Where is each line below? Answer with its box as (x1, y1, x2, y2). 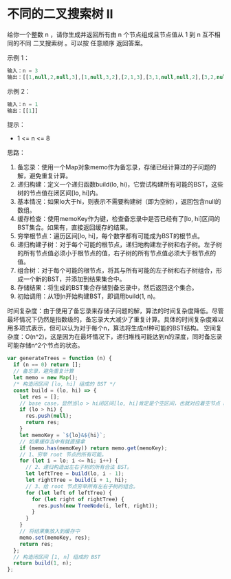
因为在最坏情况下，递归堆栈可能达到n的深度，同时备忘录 (62, 333, 223, 341)
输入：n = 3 (7, 67, 38, 74)
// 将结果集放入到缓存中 (19, 528, 80, 535)
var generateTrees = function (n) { (7, 355, 112, 362)
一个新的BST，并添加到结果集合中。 (23, 275, 126, 283)
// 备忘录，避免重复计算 (13, 368, 74, 375)
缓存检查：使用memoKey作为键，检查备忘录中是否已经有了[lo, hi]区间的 (16, 215, 221, 223)
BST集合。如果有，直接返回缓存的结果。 (16, 223, 132, 231)
